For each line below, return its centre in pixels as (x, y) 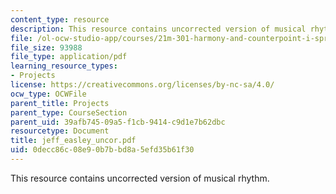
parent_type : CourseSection (69, 112)
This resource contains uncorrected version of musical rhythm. (140, 178)
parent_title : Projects (60, 103)
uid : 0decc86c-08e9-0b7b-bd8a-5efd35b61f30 (102, 150)
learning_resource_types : (64, 66)
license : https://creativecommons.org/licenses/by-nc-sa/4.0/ (142, 85)
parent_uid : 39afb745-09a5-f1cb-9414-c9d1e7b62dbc (118, 122)
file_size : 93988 (46, 47)
